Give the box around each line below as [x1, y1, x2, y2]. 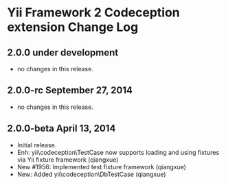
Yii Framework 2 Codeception [7, 5, 180, 21]
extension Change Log [7, 19, 139, 35]
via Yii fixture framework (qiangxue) [16, 156, 119, 164]
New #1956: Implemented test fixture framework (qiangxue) [16, 162, 187, 171]
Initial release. [16, 140, 57, 149]
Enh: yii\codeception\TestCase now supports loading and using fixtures [16, 148, 220, 156]
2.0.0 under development [7, 47, 119, 58]
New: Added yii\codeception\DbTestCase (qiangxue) [16, 170, 166, 178]
